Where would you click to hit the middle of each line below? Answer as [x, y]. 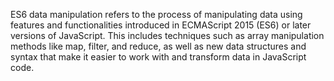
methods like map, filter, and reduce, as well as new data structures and [158, 46]
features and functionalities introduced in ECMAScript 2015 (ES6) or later [161, 25]
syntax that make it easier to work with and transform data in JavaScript [158, 57]
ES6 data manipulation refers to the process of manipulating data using [156, 14]
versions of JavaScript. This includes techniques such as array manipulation [167, 35]
